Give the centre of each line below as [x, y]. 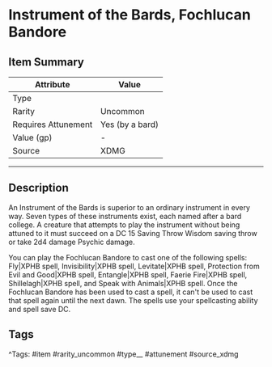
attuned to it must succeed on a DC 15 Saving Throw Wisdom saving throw [133, 233]
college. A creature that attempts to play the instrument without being [124, 225]
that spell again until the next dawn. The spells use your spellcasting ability [133, 300]
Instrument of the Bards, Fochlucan [130, 15]
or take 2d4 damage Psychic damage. [72, 242]
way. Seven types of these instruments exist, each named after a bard [125, 216]
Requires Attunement [53, 124]
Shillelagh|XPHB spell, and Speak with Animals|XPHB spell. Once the [123, 283]
